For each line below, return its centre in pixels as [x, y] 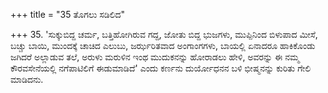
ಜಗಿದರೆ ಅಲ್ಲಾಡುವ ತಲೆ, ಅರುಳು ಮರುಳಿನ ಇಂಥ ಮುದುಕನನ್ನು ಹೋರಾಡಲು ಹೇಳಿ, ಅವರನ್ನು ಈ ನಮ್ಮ [155, 57]
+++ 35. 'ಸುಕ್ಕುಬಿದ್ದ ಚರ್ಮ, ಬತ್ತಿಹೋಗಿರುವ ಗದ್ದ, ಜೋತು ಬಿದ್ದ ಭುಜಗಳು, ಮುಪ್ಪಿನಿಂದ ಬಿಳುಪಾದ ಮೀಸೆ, [164, 34]
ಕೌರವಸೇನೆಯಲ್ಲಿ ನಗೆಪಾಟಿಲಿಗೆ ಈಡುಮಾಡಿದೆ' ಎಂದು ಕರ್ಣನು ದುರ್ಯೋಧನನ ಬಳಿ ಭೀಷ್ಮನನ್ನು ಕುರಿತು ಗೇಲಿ [161, 68]
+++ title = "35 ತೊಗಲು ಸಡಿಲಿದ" [68, 14]
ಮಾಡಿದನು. [27, 79]
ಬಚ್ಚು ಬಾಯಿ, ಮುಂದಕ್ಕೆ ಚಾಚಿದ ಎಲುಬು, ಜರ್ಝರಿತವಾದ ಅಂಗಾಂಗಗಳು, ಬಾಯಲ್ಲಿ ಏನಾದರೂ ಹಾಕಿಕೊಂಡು [163, 45]
